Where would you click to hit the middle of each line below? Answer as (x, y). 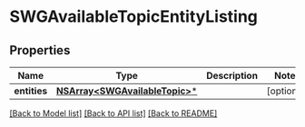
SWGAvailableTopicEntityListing (134, 17)
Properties (40, 50)
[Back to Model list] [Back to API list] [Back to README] (113, 113)
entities (31, 91)
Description (232, 76)
